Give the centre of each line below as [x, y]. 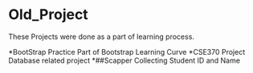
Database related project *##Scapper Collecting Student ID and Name [124, 60]
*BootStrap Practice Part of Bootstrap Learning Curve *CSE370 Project [127, 52]
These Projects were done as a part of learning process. [102, 36]
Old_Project [48, 15]
